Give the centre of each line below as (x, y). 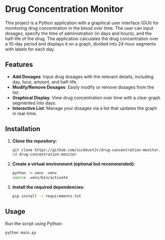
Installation (23, 129)
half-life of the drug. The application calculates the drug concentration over (82, 39)
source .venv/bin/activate (40, 178)
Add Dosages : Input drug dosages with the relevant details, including (83, 76)
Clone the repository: (35, 141)
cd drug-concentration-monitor (44, 154)
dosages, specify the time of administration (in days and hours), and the (79, 33)
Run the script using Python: (34, 223)
